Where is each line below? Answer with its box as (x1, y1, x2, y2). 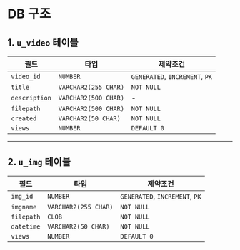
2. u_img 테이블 (7, 156, 71, 168)
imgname (11, 203, 37, 211)
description (11, 94, 52, 102)
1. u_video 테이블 (7, 36, 79, 48)
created (11, 115, 37, 123)
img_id (11, 192, 34, 200)
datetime (11, 222, 41, 231)
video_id (11, 73, 41, 80)
